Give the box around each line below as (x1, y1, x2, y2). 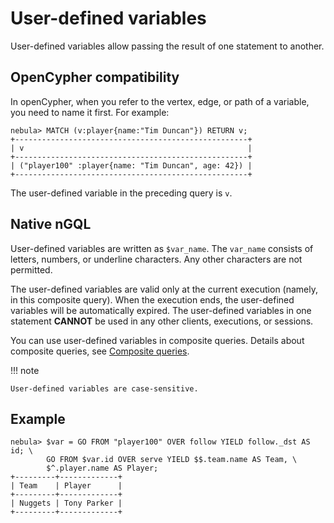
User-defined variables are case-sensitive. (10, 383, 199, 394)
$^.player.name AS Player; (46, 463, 159, 474)
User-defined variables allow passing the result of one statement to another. (10, 40, 325, 52)
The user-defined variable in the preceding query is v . (10, 187, 233, 199)
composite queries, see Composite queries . (10, 345, 190, 357)
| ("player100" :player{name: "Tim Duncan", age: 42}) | (10, 160, 253, 171)
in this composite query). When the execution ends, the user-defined (10, 293, 295, 306)
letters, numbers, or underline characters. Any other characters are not (10, 253, 303, 265)
